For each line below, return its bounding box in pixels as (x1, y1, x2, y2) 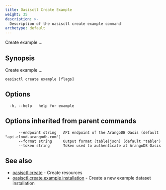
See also (5, 156, 32, 165)
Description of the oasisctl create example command (9, 21, 121, 26)
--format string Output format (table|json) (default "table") (18, 139, 162, 144)
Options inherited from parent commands (5, 117, 137, 125)
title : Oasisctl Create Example (5, 7, 72, 12)
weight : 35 (5, 12, 28, 17)
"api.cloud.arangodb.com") (5, 134, 61, 139)
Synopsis (5, 54, 35, 62)
